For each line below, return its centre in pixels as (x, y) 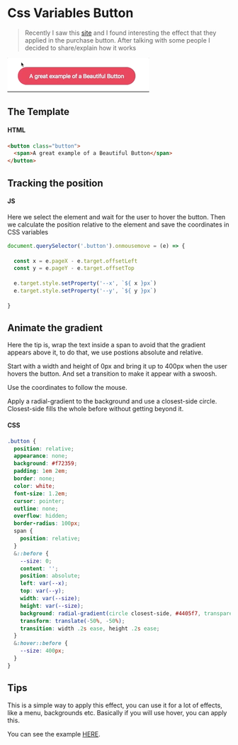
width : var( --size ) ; (50, 599)
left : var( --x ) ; (44, 584)
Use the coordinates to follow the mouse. (67, 388)
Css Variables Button (70, 13)
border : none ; (34, 479)
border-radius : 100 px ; (47, 523)
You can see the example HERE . (54, 734)
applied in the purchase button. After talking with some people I (117, 40)
